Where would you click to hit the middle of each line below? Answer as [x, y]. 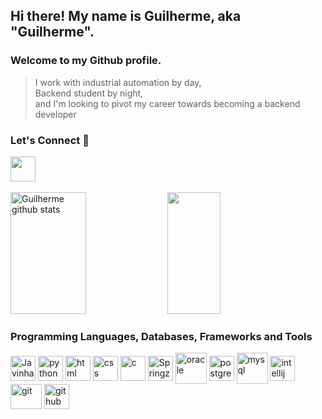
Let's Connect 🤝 [50, 140]
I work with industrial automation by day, [118, 82]
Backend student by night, [89, 93]
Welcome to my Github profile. [86, 61]
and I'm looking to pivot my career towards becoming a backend [167, 103]
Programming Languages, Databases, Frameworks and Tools [161, 336]
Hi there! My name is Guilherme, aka [126, 16]
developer [55, 114]
